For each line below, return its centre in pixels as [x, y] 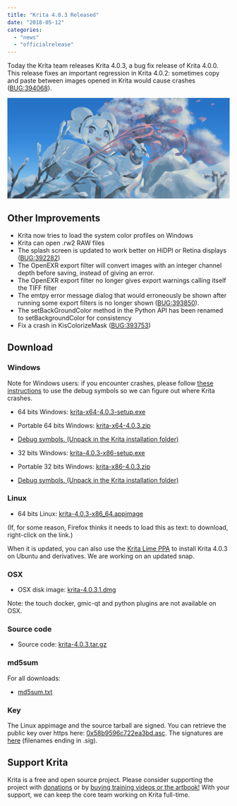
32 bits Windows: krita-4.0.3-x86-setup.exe [81, 452]
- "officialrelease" [44, 45]
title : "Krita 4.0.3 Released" [53, 15]
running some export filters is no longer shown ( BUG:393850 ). [108, 303]
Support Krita [38, 763]
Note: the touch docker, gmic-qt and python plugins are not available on [112, 603]
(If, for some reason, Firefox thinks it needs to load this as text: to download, [118, 527]
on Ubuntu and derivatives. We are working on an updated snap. [101, 556]
